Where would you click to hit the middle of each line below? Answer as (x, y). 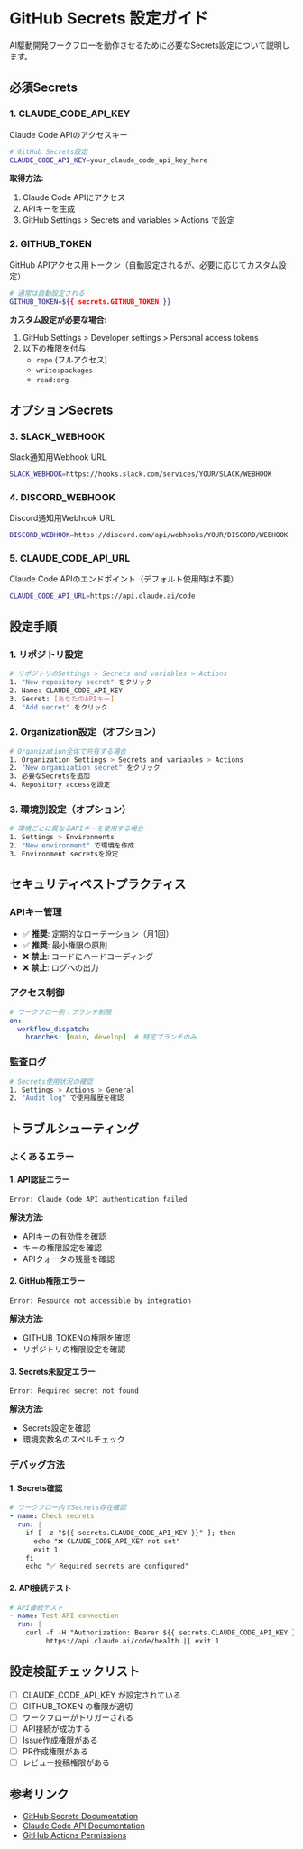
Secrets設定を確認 (56, 1428)
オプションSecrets (61, 410)
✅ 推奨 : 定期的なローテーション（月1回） (98, 933)
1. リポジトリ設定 (46, 654)
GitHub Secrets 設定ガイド (109, 18)
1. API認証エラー (40, 1180)
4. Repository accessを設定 (60, 785)
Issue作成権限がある (60, 1740)
